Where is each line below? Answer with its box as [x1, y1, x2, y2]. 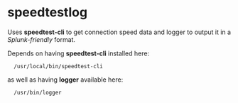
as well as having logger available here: [7, 75, 124, 84]
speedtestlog [7, 4, 87, 21]
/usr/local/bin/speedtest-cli [13, 63, 103, 70]
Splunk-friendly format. [7, 35, 76, 43]
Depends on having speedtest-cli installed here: [7, 49, 150, 58]
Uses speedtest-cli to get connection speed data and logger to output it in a [7, 28, 232, 36]
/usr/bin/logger [13, 89, 62, 96]
